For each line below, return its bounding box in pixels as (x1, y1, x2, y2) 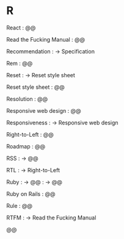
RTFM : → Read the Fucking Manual (6, 214, 97, 221)
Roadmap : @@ (6, 142, 46, 150)
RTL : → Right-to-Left (6, 166, 60, 173)
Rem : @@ (6, 59, 33, 67)
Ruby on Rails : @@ (6, 190, 56, 197)
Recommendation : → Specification (6, 47, 95, 55)
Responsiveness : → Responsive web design (6, 119, 119, 126)
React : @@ (6, 24, 36, 31)
